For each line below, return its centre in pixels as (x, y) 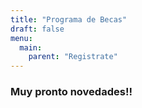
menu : (21, 38)
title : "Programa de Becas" (69, 19)
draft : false (37, 29)
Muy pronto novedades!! (71, 92)
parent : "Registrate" (73, 57)
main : (31, 47)
